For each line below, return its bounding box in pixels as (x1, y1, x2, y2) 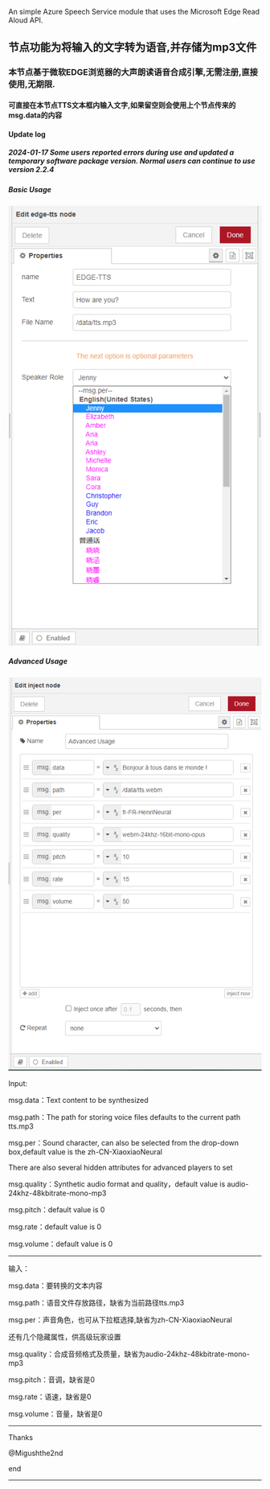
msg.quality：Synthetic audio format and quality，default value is (8, 1179, 226, 1189)
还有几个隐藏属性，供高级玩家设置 (8, 1332, 121, 1342)
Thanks (8, 1433, 34, 1442)
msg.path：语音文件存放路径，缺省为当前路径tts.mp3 (8, 1298, 185, 1308)
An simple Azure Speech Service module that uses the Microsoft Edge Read (8, 7, 260, 16)
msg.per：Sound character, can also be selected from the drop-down (8, 1138, 239, 1148)
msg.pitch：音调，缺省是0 (8, 1375, 95, 1384)
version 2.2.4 (8, 165, 55, 175)
